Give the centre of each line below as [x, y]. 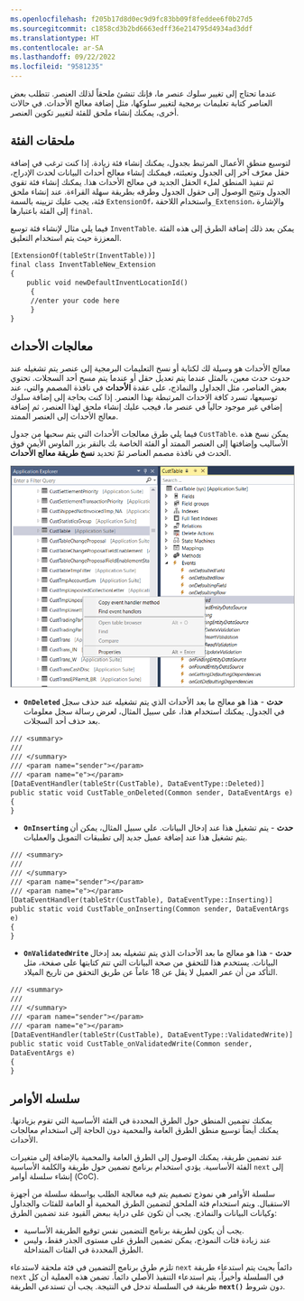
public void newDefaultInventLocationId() [107, 283]
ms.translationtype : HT [55, 38]
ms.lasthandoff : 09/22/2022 [63, 57]
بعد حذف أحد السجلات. [62, 721]
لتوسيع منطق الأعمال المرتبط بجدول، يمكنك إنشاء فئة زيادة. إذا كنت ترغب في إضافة [151, 163]
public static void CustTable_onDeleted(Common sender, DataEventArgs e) [152, 793]
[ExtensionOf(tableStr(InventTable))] [83, 256]
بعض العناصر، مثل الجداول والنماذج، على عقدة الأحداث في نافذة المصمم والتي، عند [149, 387]
